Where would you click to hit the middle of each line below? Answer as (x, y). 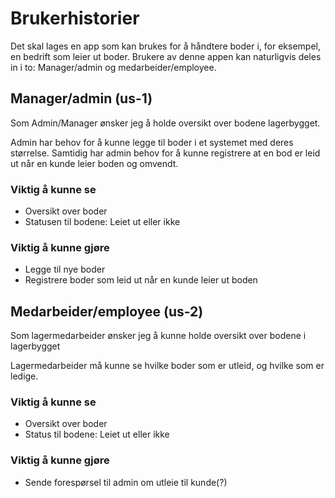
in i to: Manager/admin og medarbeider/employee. (113, 67)
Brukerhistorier (75, 18)
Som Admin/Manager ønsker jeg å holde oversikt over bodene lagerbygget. (165, 123)
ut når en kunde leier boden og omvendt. (94, 163)
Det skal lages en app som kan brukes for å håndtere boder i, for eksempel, (165, 46)
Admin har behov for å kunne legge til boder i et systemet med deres (152, 142)
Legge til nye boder (65, 269)
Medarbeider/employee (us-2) (107, 311)
